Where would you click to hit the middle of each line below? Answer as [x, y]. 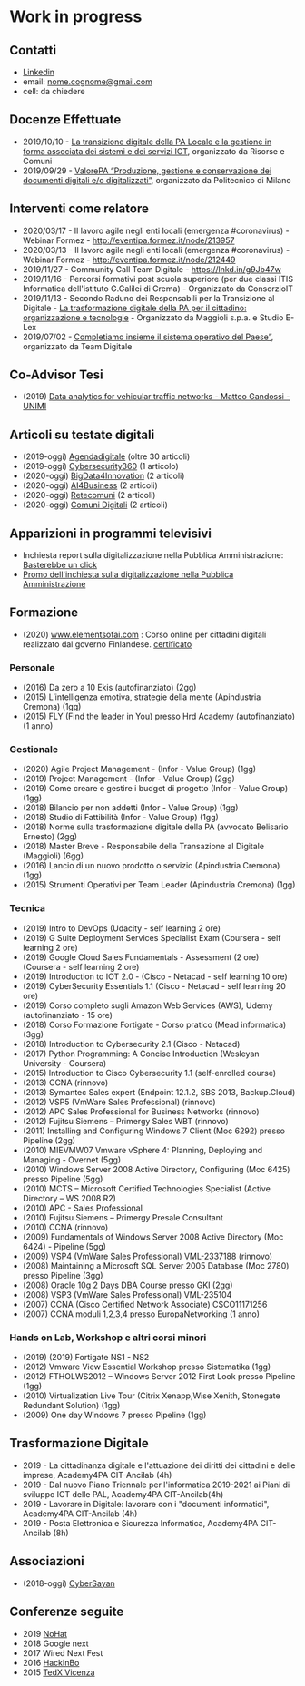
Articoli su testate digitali [82, 434]
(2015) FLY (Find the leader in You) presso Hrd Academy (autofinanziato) [159, 716]
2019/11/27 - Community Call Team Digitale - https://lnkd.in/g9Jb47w [152, 269]
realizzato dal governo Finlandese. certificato [107, 644]
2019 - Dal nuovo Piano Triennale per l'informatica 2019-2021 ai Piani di [156, 1485]
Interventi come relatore [79, 209]
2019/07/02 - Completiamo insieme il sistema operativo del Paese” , [148, 337]
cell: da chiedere [54, 91]
